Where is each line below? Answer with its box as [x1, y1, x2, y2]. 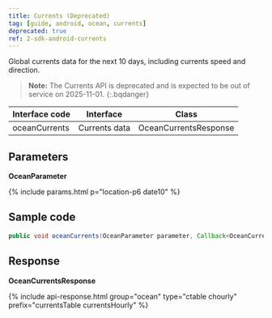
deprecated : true [8, 27, 67, 35]
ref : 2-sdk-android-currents [8, 34, 107, 43]
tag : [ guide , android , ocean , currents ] [8, 19, 147, 28]
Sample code [8, 210, 76, 224]
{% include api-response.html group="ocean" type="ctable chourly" [8, 291, 237, 301]
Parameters [8, 150, 69, 163]
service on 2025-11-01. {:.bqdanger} [28, 90, 150, 100]
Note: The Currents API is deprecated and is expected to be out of [28, 81, 251, 91]
